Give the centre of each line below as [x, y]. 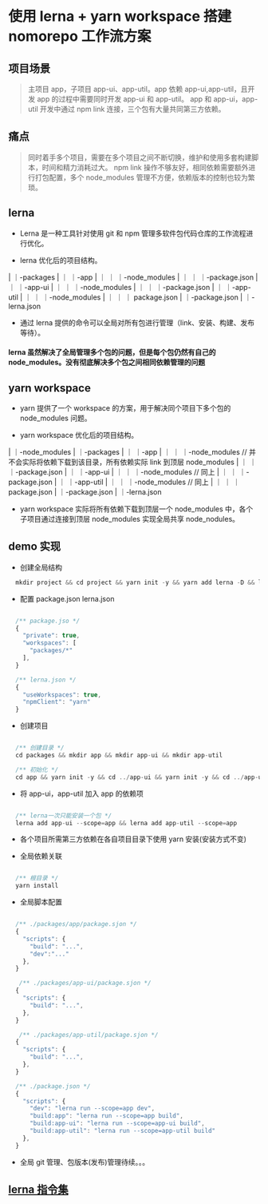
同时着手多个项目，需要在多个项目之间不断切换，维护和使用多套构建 [140, 157]
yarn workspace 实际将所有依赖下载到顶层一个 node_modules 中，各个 [136, 509]
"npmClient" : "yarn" [57, 702]
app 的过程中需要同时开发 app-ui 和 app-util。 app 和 [124, 99]
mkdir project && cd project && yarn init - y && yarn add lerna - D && [135, 582]
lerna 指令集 [39, 1190]
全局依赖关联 [41, 856]
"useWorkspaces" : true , [62, 695]
